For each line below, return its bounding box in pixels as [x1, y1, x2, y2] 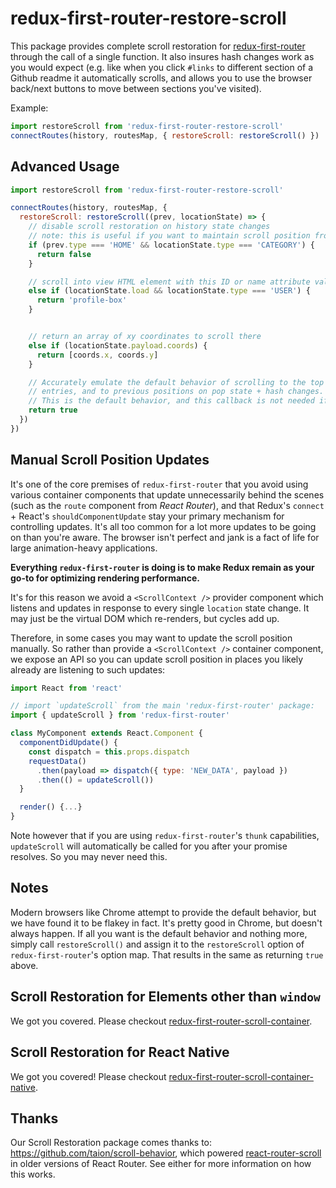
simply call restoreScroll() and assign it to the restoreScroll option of [10, 938, 305, 950]
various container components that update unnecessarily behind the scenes [10, 488, 325, 501]
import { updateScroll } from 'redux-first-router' [10, 710, 230, 721]
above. [10, 959, 39, 971]
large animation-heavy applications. [10, 542, 158, 554]
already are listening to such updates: [10, 663, 166, 676]
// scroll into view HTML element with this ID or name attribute [28, 277, 311, 287]
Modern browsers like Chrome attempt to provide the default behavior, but [10, 906, 317, 918]
